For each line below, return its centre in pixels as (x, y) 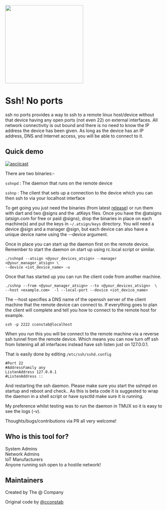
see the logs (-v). (23, 411)
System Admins (21, 448)
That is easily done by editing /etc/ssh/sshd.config (58, 354)
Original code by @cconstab (34, 502)
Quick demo (24, 152)
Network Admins (22, 454)
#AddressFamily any (25, 367)
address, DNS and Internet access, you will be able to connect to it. (74, 136)
